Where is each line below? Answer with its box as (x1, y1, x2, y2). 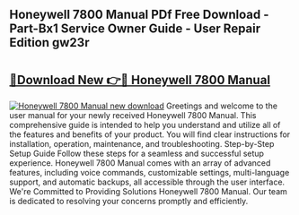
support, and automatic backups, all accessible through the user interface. (9, 176, 286, 187)
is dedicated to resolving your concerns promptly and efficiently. (9, 196, 249, 206)
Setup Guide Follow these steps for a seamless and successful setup (9, 148, 265, 159)
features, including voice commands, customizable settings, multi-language (9, 168, 290, 177)
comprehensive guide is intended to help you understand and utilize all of (9, 120, 281, 130)
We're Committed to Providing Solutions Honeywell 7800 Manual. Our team (9, 186, 287, 196)
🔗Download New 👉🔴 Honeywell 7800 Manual (9, 72, 271, 88)
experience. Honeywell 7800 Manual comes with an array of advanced (9, 158, 271, 168)
